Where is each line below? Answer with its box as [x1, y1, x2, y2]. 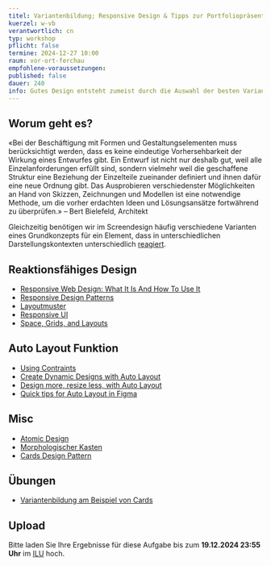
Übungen [8, 474, 56, 488]
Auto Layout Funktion [8, 342, 119, 356]
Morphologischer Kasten [19, 442, 102, 452]
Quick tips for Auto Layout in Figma [19, 389, 138, 398]
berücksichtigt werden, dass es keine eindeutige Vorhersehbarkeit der [8, 147, 242, 156]
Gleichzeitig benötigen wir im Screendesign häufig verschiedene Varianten [8, 223, 256, 232]
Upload [8, 518, 46, 532]
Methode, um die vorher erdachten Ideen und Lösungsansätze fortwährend [8, 198, 259, 208]
